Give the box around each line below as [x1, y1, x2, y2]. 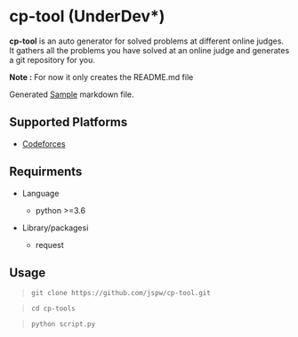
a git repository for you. [9, 54, 96, 65]
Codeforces [21, 138, 66, 148]
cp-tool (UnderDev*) [9, 6, 165, 27]
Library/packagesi [21, 222, 89, 233]
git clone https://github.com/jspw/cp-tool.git [30, 289, 211, 298]
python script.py [30, 320, 96, 329]
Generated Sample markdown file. [9, 89, 134, 100]
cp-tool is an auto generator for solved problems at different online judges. [9, 36, 285, 46]
